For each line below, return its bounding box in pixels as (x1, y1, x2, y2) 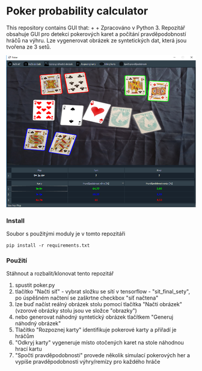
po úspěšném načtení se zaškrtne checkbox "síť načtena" (14, 294, 159, 301)
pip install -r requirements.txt (6, 242, 90, 249)
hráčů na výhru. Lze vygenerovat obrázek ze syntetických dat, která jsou (6, 37, 187, 44)
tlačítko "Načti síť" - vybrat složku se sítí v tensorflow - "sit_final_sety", (14, 288, 191, 295)
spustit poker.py (14, 282, 55, 289)
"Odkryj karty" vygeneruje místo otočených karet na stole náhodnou (14, 339, 185, 346)
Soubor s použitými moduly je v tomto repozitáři (6, 230, 126, 237)
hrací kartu (14, 345, 42, 352)
